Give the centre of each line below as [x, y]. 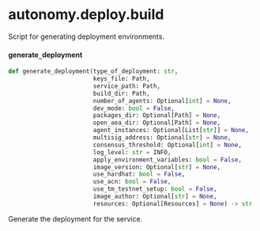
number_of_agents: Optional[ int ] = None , [162, 100]
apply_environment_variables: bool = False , [168, 160]
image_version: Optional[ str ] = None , [157, 167]
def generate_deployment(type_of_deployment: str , [93, 72]
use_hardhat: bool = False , [139, 174]
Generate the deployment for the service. [75, 218]
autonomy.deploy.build [86, 15]
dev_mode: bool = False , [134, 108]
